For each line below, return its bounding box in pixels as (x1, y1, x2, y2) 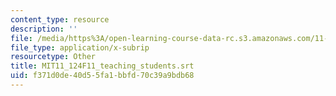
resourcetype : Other (10, 52, 97, 62)
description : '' (10, 24, 78, 34)
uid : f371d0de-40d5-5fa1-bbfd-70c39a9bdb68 (10, 71, 195, 81)
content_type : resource (10, 14, 110, 25)
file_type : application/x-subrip (10, 42, 150, 53)
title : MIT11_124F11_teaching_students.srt (10, 61, 195, 71)
